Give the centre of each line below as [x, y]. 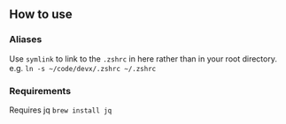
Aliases [26, 40]
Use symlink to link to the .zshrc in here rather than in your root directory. [143, 58]
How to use [41, 15]
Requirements [40, 91]
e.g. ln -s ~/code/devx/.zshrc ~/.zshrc [83, 68]
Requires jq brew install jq [61, 110]
